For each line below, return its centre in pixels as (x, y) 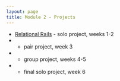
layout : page (22, 12)
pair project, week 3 (48, 46)
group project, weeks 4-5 (55, 59)
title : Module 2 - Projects (41, 17)
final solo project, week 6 (55, 72)
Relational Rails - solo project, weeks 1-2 (64, 34)
